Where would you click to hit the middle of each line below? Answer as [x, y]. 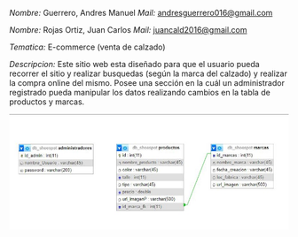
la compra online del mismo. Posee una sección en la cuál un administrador [147, 83]
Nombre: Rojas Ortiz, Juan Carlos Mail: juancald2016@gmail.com [128, 30]
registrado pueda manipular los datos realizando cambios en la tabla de [140, 92]
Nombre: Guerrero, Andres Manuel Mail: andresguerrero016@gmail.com [141, 13]
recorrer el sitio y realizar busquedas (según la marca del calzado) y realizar [149, 73]
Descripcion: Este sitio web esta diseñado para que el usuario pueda [134, 64]
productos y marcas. [47, 102]
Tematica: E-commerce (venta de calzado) [87, 47]
